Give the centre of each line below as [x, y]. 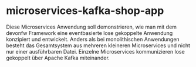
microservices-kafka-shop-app [85, 11]
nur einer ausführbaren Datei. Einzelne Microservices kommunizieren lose [95, 51]
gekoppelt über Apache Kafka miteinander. [58, 58]
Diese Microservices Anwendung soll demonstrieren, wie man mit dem [92, 27]
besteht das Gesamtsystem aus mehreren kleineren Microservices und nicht [98, 45]
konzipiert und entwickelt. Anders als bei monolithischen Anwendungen [93, 39]
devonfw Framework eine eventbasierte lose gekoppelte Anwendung [89, 33]
